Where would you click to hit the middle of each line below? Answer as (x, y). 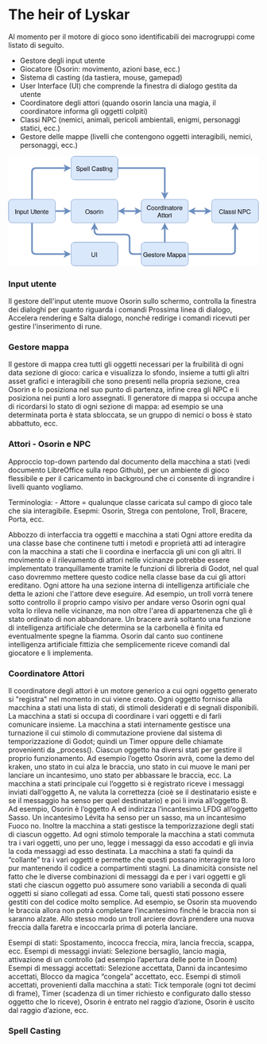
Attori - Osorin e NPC (50, 444)
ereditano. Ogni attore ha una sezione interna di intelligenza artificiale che (129, 585)
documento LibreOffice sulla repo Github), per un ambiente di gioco (119, 470)
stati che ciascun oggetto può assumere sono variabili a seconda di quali (128, 885)
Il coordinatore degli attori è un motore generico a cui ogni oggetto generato (133, 691)
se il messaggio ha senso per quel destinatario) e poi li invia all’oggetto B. (128, 801)
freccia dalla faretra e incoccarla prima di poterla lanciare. (103, 927)
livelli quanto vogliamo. (46, 487)
